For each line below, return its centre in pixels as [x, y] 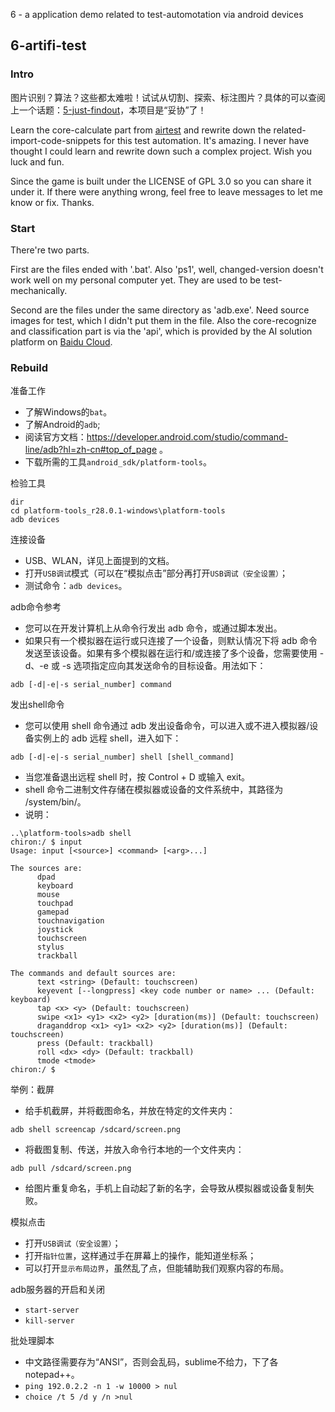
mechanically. [39, 290]
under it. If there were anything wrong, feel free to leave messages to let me [166, 191]
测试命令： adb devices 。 [76, 586]
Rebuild [29, 367]
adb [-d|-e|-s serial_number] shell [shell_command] [122, 757]
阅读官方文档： [55, 437]
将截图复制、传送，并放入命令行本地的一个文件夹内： [134, 1150]
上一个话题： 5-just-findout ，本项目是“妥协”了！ [108, 110]
